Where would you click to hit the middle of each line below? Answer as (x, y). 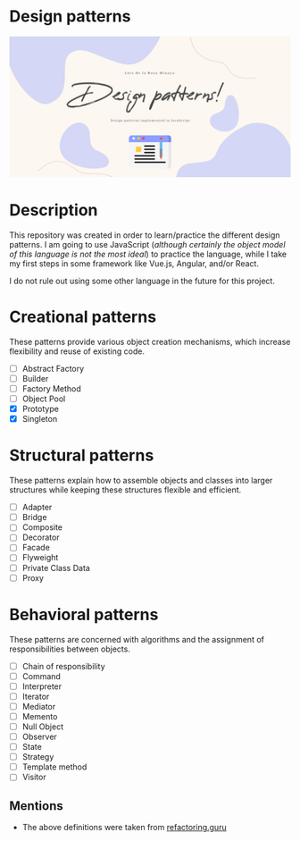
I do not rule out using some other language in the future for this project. (142, 281)
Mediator (39, 706)
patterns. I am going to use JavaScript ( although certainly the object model (147, 244)
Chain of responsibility (63, 666)
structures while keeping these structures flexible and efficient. (125, 490)
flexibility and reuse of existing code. (77, 351)
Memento (40, 716)
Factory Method (52, 388)
